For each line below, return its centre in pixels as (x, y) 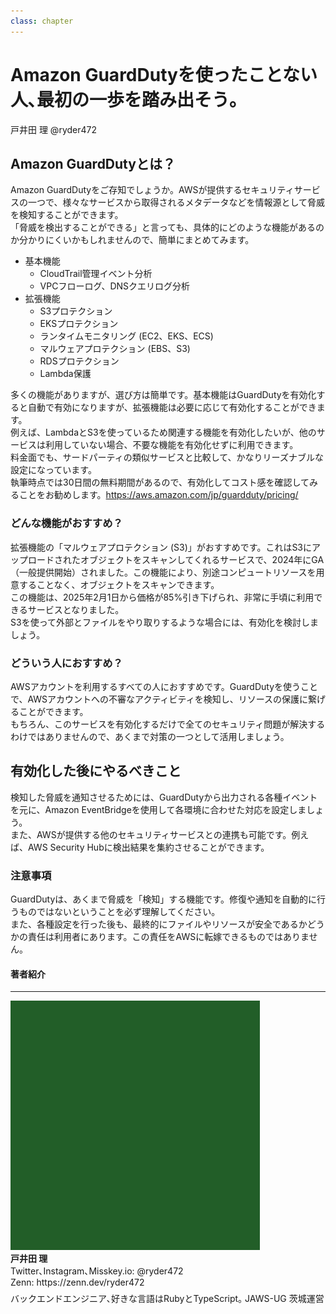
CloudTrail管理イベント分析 (96, 274)
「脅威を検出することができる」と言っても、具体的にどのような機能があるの (167, 227)
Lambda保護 (65, 374)
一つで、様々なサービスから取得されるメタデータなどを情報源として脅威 (176, 202)
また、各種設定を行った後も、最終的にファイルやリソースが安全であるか (159, 924)
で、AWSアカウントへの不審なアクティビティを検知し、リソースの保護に (159, 699)
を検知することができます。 (67, 215)
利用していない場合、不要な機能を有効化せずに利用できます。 (171, 445)
